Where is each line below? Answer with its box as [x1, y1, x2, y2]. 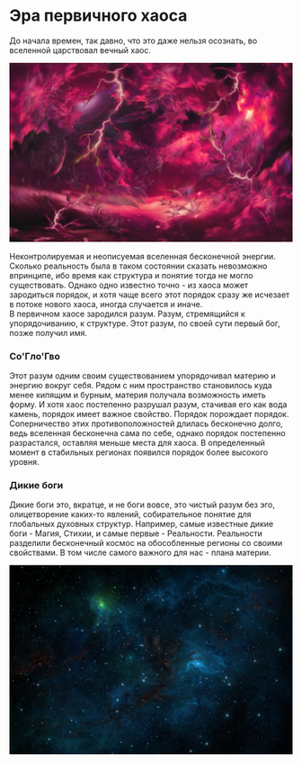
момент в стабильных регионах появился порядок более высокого [9, 447, 269, 458]
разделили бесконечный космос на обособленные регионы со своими [9, 538, 283, 549]
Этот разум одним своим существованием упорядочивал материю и [9, 370, 276, 381]
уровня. [9, 457, 40, 468]
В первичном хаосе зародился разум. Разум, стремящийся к [9, 308, 245, 319]
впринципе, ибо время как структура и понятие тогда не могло [9, 269, 253, 280]
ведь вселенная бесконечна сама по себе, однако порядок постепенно [9, 428, 286, 439]
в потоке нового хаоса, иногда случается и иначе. [9, 298, 203, 309]
